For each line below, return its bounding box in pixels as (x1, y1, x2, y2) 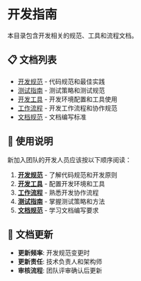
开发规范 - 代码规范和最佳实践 (17, 77, 106, 86)
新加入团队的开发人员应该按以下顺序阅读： (7, 155, 132, 164)
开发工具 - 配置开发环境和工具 (17, 179, 106, 188)
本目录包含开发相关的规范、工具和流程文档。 (7, 31, 138, 40)
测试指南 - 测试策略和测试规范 (17, 86, 106, 94)
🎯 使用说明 (7, 135, 53, 147)
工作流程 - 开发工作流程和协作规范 (17, 103, 118, 112)
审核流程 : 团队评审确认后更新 (17, 266, 103, 275)
